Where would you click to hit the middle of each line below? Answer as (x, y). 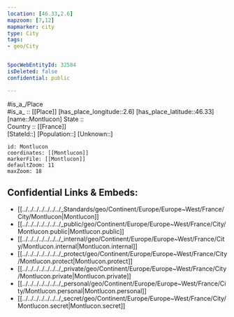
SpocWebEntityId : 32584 (42, 65)
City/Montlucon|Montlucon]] (58, 217)
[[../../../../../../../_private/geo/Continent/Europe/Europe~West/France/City (122, 269)
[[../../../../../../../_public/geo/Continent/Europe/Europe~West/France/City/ (122, 224)
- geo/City (23, 46)
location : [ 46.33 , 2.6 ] (40, 14)
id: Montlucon (28, 147)
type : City (23, 33)
